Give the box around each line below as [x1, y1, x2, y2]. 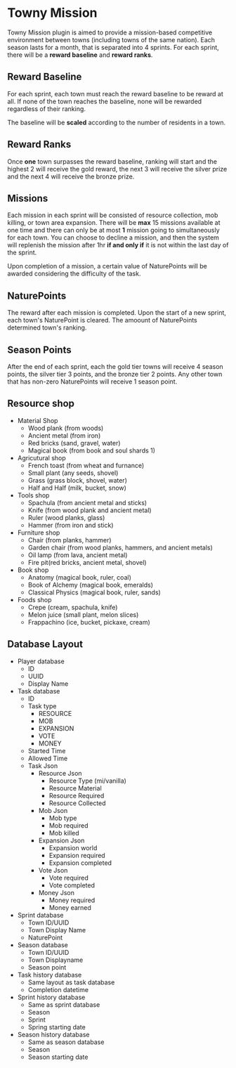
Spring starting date [27, 1022, 86, 1031]
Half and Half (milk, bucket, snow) [27, 483, 126, 492]
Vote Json [38, 866, 68, 874]
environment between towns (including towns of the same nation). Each [7, 35, 216, 44]
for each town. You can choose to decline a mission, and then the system [7, 233, 220, 242]
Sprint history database [17, 993, 86, 1001]
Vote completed [48, 880, 96, 890]
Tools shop [17, 490, 50, 500]
